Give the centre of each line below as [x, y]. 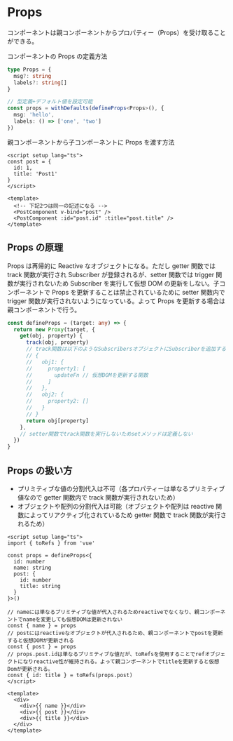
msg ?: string [33, 76]
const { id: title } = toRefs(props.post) [70, 675]
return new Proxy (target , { [55, 329]
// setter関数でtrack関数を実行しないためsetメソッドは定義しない [106, 434]
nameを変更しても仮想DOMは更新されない [73, 619]
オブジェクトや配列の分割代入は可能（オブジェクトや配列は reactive [116, 506]
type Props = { [29, 69]
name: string [33, 568]
